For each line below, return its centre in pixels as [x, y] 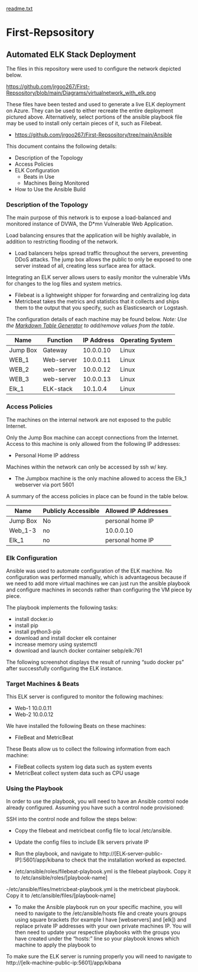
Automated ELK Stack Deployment [71, 54]
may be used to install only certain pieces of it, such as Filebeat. [84, 123]
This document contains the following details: [61, 146]
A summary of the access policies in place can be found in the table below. [98, 496]
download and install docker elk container [66, 638]
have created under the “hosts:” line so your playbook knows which [97, 939]
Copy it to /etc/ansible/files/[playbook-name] [61, 895]
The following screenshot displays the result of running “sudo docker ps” [95, 662]
